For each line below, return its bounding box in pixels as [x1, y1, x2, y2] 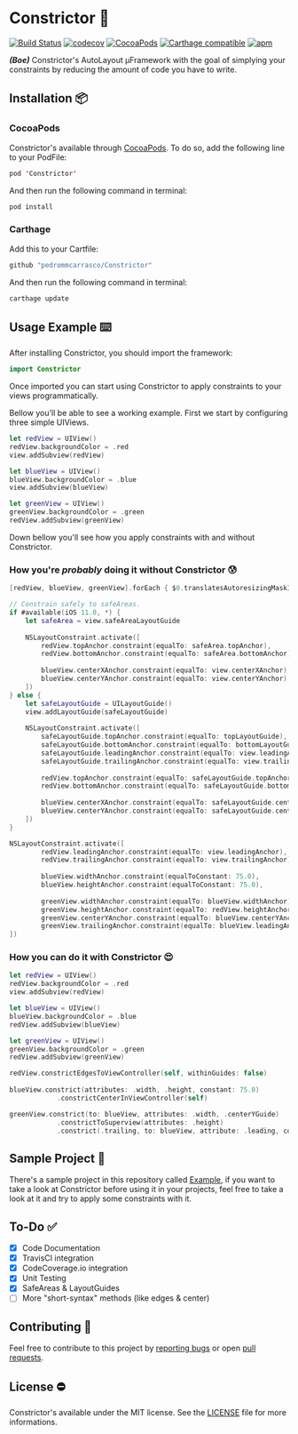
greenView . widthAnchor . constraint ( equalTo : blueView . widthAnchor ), [41, 897, 295, 906]
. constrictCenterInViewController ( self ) [56, 1094, 208, 1102]
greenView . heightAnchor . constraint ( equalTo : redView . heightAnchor [41, 905, 292, 914]
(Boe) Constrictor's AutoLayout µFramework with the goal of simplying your [9, 54, 286, 65]
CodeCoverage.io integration [21, 1262, 129, 1274]
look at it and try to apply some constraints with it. [9, 1193, 192, 1204]
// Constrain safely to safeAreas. [9, 600, 141, 609]
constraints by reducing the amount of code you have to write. [9, 64, 238, 75]
